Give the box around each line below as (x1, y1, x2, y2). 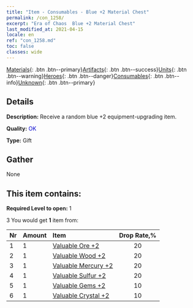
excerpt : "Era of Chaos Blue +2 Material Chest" (6, 20, 136, 26)
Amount (22, 231, 47, 240)
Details (6, 96, 34, 107)
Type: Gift (6, 136, 32, 144)
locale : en (6, 32, 34, 38)
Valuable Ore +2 (52, 242, 100, 250)
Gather (6, 154, 34, 164)
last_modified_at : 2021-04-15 (6, 26, 84, 33)
